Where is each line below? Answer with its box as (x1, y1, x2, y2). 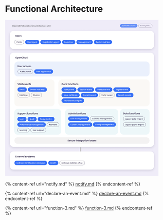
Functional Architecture (5, 3, 103, 15)
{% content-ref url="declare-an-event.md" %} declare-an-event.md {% (5, 191, 149, 197)
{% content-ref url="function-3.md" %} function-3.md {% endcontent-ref (5, 205, 153, 211)
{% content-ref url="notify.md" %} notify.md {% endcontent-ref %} (5, 181, 141, 187)
